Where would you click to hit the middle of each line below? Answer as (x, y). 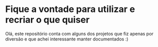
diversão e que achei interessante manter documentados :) (67, 39)
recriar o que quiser (47, 20)
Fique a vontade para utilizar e (70, 9)
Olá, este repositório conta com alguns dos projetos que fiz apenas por (79, 33)
